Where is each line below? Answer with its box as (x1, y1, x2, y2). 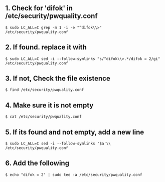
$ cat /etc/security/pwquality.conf (5, 114, 82, 119)
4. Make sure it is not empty (5, 101, 94, 109)
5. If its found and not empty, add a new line (5, 127, 144, 136)
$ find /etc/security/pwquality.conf (5, 87, 84, 92)
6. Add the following (5, 159, 69, 167)
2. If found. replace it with (5, 43, 87, 51)
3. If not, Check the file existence (5, 74, 110, 83)
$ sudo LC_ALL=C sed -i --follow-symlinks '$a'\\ (5, 141, 111, 146)
